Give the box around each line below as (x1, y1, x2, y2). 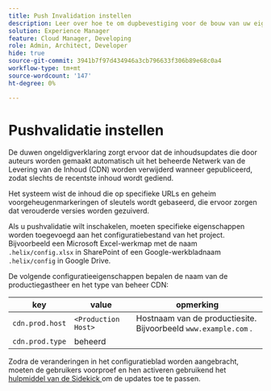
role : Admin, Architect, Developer (8, 42, 128, 50)
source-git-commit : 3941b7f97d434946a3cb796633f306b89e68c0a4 (8, 57, 222, 65)
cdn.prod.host (12, 319, 67, 328)
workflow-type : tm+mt (8, 64, 81, 73)
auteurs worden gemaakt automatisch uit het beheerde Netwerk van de (8, 156, 246, 166)
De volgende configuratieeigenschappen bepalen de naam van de (8, 272, 228, 281)
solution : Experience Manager (8, 27, 110, 35)
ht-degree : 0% (8, 79, 56, 87)
